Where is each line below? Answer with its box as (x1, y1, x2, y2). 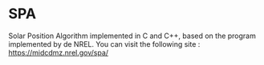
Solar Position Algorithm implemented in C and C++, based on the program (8, 31, 257, 40)
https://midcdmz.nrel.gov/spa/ (8, 48, 109, 57)
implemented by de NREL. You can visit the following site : (8, 39, 201, 48)
